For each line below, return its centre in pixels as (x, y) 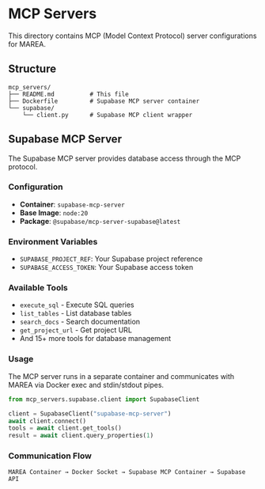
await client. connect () (47, 421)
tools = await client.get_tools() (65, 428)
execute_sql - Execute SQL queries (77, 305)
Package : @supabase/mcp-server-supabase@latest (100, 221)
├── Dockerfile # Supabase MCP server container (104, 101)
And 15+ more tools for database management (95, 339)
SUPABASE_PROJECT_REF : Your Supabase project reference (111, 259)
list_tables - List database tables (76, 313)
